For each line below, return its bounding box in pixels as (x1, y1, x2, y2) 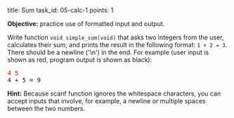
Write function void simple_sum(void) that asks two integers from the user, (7, 33, 224, 41)
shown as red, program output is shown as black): (7, 55, 152, 64)
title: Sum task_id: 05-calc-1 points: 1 (7, 6, 114, 14)
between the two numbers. (7, 105, 86, 112)
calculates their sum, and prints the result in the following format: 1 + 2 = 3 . (7, 41, 228, 48)
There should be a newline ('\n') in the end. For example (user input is (7, 48, 209, 56)
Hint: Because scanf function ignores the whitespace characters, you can (7, 89, 221, 98)
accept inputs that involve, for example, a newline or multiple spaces (7, 97, 206, 105)
